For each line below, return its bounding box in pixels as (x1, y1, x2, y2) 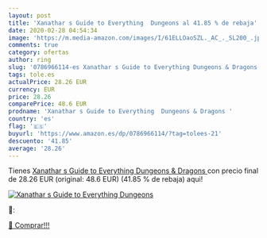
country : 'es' (8, 115, 56, 123)
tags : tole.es (8, 71, 56, 79)
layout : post (8, 11, 52, 20)
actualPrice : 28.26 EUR (8, 78, 87, 86)
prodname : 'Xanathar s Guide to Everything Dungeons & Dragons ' (8, 108, 233, 116)
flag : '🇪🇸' (8, 122, 48, 130)
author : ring (8, 56, 52, 64)
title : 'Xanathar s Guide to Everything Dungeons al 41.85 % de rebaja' (8, 19, 258, 27)
